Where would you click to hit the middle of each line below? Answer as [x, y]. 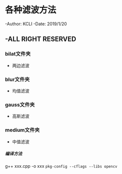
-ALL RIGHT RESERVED [41, 39]
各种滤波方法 [31, 10]
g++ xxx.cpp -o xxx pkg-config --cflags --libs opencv [61, 166]
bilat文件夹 [18, 54]
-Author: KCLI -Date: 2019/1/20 [36, 24]
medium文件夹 [22, 130]
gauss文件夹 [20, 104]
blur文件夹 [17, 79]
